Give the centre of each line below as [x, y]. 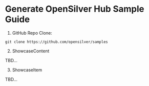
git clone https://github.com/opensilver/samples [57, 42]
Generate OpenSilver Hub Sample [75, 9]
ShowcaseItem [27, 70]
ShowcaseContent [31, 51]
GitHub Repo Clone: [32, 33]
